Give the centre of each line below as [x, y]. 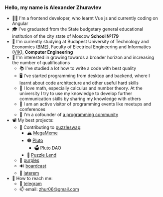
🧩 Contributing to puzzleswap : [50, 127]
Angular [20, 23]
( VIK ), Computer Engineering [42, 52]
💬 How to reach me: [32, 179]
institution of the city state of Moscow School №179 [65, 36]
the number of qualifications [41, 63]
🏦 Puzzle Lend [42, 155]
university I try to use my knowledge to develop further [76, 94]
